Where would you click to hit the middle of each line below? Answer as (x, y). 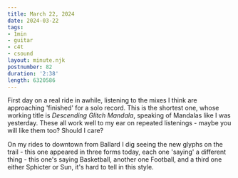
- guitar (20, 41)
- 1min (17, 34)
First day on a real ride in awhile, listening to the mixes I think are (102, 100)
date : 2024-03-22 (33, 21)
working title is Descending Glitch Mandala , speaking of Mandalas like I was (119, 115)
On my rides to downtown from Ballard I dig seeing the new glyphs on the (115, 145)
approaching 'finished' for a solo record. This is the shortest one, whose (113, 108)
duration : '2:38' (33, 73)
